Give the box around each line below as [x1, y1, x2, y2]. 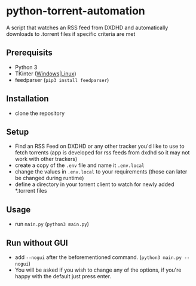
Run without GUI [6, 238, 68, 248]
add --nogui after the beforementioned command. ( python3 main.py [14, 254, 182, 261]
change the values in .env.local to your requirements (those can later [14, 168, 188, 175]
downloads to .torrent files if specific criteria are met [6, 30, 136, 37]
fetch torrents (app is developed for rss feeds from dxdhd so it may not [14, 149, 190, 156]
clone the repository [14, 109, 65, 117]
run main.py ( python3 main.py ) [14, 220, 90, 228]
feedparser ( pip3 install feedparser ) [14, 76, 109, 83]
